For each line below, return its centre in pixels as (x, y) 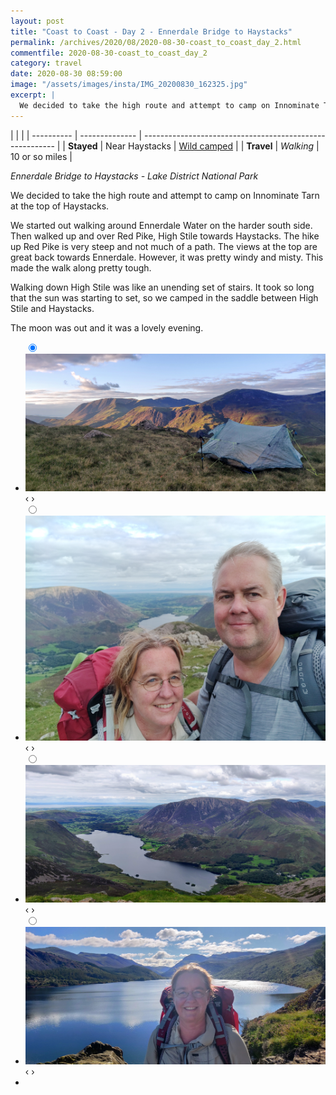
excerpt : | (33, 95)
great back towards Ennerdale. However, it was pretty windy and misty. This (167, 257)
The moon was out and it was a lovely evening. (107, 327)
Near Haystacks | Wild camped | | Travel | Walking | (212, 146)
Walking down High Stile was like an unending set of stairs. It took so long (162, 287)
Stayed (82, 146)
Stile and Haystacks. (52, 308)
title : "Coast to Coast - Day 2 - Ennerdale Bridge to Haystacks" (151, 31)
